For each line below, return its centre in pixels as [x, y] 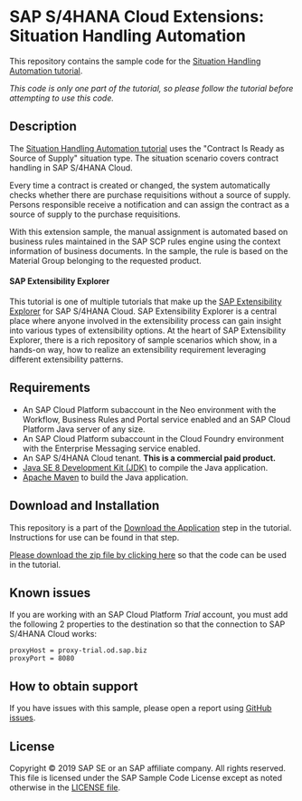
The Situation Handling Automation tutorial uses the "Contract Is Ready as [147, 148]
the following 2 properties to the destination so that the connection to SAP [147, 624]
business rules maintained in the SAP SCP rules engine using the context [145, 241]
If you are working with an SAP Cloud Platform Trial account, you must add [149, 615]
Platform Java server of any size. [84, 429]
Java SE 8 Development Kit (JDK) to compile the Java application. [145, 467]
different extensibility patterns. [66, 359]
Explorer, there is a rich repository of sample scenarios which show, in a [143, 340]
